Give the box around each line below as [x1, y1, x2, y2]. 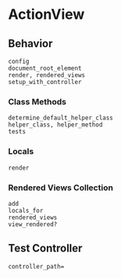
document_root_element [8, 64, 82, 72]
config [8, 57, 30, 65]
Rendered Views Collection [8, 182, 113, 193]
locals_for [8, 207, 44, 214]
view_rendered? [8, 220, 58, 229]
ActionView [8, 5, 85, 24]
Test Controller [8, 242, 83, 255]
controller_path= [8, 262, 65, 270]
